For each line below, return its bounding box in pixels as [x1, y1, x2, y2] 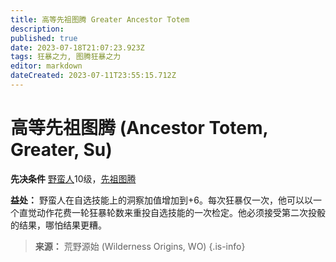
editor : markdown [10, 61, 83, 71]
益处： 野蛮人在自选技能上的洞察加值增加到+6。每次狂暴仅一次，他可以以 [10, 194, 313, 206]
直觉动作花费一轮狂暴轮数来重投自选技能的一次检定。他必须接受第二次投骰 [18, 206, 326, 218]
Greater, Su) [10, 139, 113, 161]
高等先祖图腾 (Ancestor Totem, [10, 117, 268, 140]
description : [10, 24, 65, 34]
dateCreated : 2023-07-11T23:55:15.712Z [10, 71, 177, 81]
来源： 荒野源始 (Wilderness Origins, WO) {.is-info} [34, 240, 246, 252]
